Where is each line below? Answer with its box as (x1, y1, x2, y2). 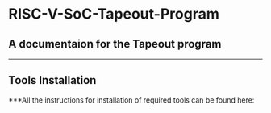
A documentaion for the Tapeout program (8, 37, 222, 51)
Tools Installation (8, 73, 97, 87)
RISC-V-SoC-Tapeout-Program (8, 5, 219, 23)
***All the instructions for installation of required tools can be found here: (8, 94, 255, 105)
